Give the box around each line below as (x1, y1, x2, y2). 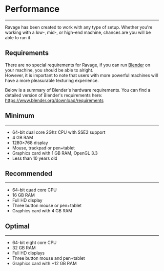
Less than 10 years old (12, 155, 58, 161)
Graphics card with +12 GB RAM (12, 261, 77, 267)
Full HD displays (12, 250, 45, 256)
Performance (5, 3, 60, 15)
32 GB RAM (12, 245, 36, 251)
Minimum (5, 112, 35, 120)
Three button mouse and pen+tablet (12, 255, 85, 261)
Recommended (5, 169, 53, 177)
